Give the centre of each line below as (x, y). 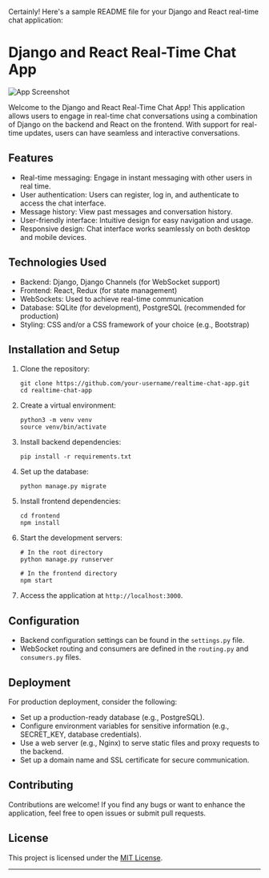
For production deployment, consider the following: (93, 702)
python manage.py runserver (66, 560)
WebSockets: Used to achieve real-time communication (112, 299)
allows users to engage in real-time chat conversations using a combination (133, 116)
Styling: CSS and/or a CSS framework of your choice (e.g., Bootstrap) (134, 324)
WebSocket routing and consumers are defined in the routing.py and (134, 648)
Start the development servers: (71, 538)
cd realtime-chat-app (56, 391)
